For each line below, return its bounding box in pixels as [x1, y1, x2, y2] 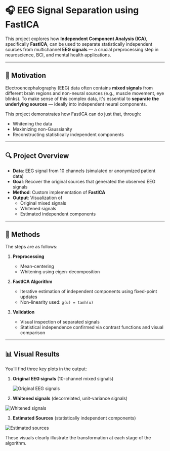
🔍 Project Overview [5, 151, 69, 160]
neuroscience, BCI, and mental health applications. [5, 52, 111, 58]
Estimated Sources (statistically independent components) [12, 415, 136, 421]
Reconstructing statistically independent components [12, 131, 124, 138]
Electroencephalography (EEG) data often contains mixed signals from [5, 85, 153, 91]
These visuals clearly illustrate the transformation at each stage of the [5, 435, 151, 441]
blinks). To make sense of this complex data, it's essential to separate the [5, 95, 159, 102]
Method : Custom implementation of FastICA [12, 189, 105, 195]
